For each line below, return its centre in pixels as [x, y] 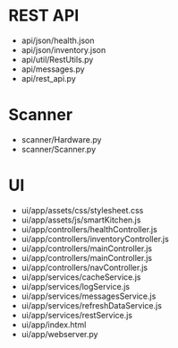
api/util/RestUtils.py [57, 59]
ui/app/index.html [54, 325]
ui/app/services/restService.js [77, 315]
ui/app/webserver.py [59, 334]
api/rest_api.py [49, 78]
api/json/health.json [58, 40]
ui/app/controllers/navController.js [85, 267]
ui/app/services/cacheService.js [81, 277]
